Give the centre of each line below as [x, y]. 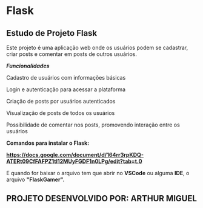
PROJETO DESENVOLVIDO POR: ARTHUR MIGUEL [101, 199]
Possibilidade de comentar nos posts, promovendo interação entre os [93, 125]
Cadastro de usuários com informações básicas [66, 78]
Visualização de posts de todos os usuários [61, 113]
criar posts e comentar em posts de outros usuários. [72, 54]
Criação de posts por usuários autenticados [61, 101]
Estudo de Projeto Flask [52, 33]
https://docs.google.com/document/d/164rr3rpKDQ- [75, 155]
